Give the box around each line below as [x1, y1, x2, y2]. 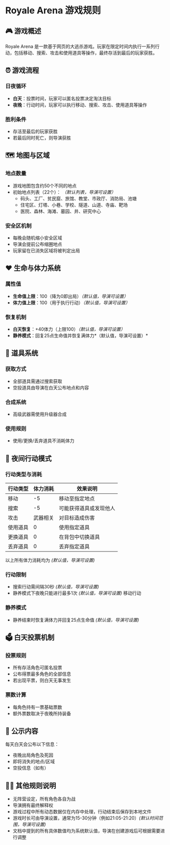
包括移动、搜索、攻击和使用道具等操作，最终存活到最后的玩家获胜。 [14, 50, 157, 56]
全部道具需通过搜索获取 [12, 378, 62, 384]
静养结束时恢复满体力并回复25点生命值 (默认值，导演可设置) [12, 616, 139, 623]
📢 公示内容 [5, 726, 38, 735]
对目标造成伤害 [59, 514, 95, 521]
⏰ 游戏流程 [5, 66, 39, 75]
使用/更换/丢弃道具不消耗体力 [12, 438, 75, 444]
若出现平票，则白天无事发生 [12, 677, 71, 683]
